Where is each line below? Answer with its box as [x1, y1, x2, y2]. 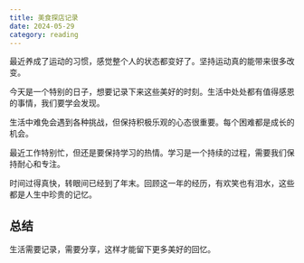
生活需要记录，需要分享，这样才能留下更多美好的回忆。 [9, 244, 215, 255]
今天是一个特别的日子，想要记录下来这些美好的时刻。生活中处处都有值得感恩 [9, 87, 295, 98]
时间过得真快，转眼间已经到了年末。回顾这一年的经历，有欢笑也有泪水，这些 [9, 178, 295, 189]
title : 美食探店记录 [9, 13, 79, 23]
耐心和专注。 [16, 159, 65, 170]
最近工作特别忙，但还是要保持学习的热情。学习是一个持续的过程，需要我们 [9, 147, 287, 158]
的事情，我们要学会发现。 [9, 98, 105, 108]
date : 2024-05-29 [9, 22, 75, 31]
